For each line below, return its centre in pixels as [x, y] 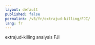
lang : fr [14, 23]
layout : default [21, 10]
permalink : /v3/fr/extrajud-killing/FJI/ [48, 19]
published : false [23, 14]
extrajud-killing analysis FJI [32, 37]
